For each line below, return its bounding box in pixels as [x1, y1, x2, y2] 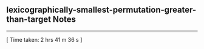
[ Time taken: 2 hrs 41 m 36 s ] [6, 36, 83, 43]
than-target [6, 15, 52, 25]
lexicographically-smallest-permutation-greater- [6, 5, 197, 15]
